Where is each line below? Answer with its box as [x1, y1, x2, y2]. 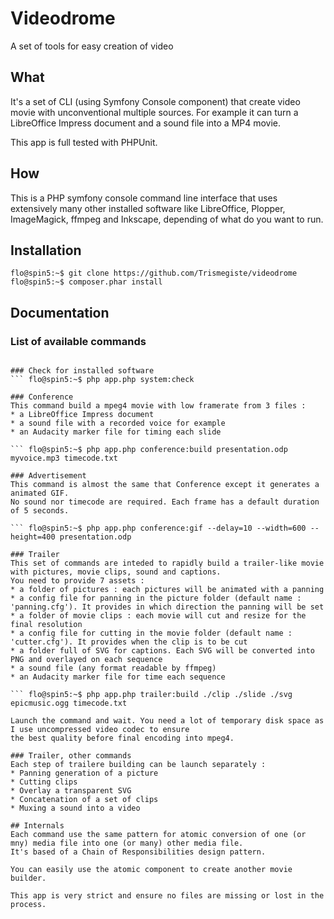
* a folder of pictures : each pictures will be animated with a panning [10, 585, 325, 595]
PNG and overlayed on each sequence [10, 655, 163, 665]
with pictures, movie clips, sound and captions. [10, 567, 222, 577]
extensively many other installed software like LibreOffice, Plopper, [10, 202, 286, 214]
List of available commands [10, 334, 147, 348]
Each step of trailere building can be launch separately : [10, 760, 267, 770]
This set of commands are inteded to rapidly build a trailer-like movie [10, 558, 325, 569]
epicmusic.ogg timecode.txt [10, 698, 128, 709]
